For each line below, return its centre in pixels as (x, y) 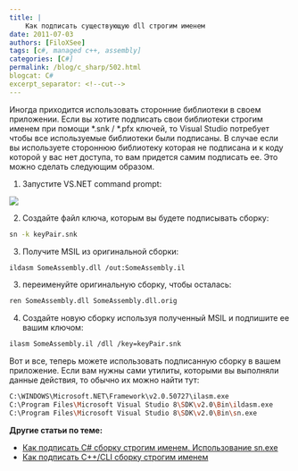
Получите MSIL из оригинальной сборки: (100, 251)
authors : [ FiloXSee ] (48, 42)
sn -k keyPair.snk (43, 234)
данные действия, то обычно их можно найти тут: (104, 380)
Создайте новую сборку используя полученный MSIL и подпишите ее (156, 318)
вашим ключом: (53, 328)
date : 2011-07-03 (41, 34)
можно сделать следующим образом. (82, 166)
